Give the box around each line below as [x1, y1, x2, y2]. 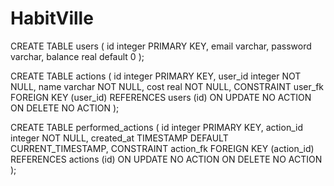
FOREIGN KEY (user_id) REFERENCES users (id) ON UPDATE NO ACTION [10, 91, 312, 103]
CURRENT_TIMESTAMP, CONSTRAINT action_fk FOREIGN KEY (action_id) [10, 142, 315, 154]
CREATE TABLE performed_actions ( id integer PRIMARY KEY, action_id [10, 121, 303, 133]
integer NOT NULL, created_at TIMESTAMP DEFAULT [10, 132, 229, 144]
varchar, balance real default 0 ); [10, 50, 145, 62]
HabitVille [10, 7, 94, 30]
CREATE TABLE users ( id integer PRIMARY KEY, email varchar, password [10, 40, 312, 52]
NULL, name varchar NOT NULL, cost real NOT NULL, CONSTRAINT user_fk [10, 80, 325, 92]
